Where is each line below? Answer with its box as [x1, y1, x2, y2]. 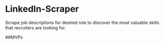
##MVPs [5, 34, 23, 40]
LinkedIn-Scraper [5, 3, 80, 15]
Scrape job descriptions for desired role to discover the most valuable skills [5, 20, 160, 25]
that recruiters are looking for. [5, 24, 66, 30]
